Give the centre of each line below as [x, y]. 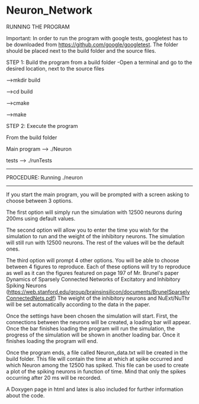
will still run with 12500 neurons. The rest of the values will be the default [95, 242]
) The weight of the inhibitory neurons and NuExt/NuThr [122, 298]
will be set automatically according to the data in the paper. [78, 304]
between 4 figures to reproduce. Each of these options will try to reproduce [98, 267]
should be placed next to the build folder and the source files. [81, 50]
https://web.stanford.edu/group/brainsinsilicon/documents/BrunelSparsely [99, 291]
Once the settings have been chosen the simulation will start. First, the [92, 316]
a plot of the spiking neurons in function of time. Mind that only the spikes [96, 371]
